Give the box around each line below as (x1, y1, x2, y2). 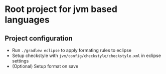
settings (12, 58, 29, 63)
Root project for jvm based (5, 3, 117, 15)
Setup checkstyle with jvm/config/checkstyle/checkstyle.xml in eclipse (12, 52, 161, 58)
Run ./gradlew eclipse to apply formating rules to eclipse (12, 47, 131, 53)
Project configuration (5, 34, 73, 42)
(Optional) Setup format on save (12, 63, 79, 69)
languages (5, 14, 50, 25)
